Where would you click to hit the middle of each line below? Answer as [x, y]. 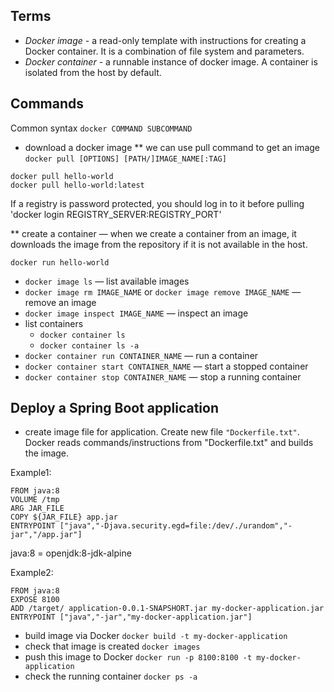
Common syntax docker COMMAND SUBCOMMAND [101, 128]
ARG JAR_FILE [37, 509]
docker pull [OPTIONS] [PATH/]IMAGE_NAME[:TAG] [125, 159]
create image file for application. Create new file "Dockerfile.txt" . [162, 432]
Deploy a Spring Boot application [114, 408]
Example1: [31, 473]
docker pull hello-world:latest [77, 185]
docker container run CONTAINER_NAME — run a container [141, 355]
